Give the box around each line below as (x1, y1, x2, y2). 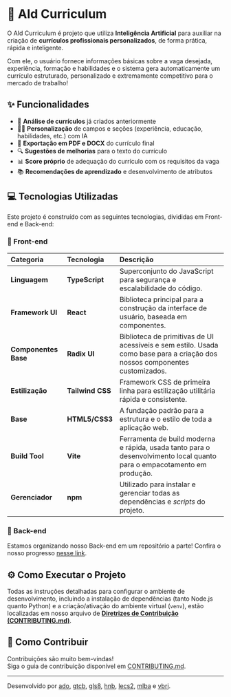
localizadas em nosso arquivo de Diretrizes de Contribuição (7, 609, 179, 617)
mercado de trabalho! (7, 78, 69, 87)
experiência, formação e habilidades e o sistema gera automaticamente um (7, 64, 221, 72)
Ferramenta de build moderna (119, 433, 216, 443)
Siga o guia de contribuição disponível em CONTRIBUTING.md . (7, 662, 186, 670)
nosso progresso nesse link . (7, 549, 87, 557)
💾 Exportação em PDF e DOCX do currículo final (16, 139, 155, 147)
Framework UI (10, 308, 58, 317)
